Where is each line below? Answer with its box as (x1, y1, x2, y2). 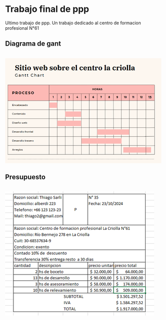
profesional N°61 (5, 25, 39, 31)
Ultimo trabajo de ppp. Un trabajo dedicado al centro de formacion (5, 20, 141, 26)
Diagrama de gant (5, 40, 61, 48)
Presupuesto (5, 172, 46, 181)
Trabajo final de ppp (5, 3, 89, 15)
